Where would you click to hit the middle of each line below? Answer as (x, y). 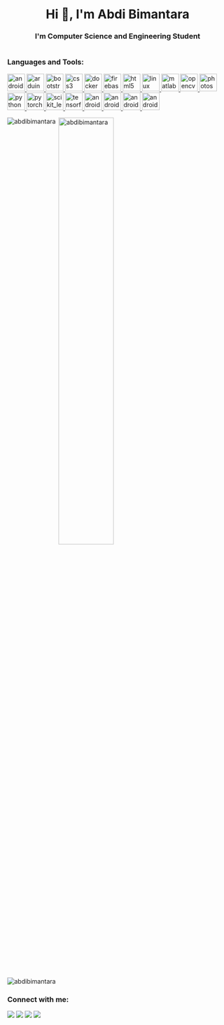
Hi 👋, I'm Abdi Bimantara (118, 14)
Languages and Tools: (45, 62)
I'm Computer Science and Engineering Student (118, 36)
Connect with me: (38, 999)
